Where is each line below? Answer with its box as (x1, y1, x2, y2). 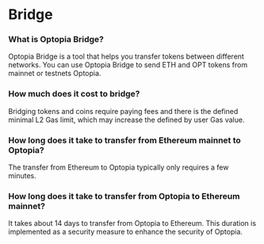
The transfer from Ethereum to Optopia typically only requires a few (8, 162, 229, 172)
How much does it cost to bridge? (8, 89, 140, 100)
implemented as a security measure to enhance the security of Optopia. (8, 227, 243, 237)
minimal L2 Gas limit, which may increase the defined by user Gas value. (8, 115, 245, 124)
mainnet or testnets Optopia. (8, 69, 101, 78)
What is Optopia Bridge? (8, 34, 105, 45)
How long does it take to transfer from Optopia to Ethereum (8, 191, 240, 201)
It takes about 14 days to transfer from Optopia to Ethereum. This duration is (8, 219, 256, 228)
